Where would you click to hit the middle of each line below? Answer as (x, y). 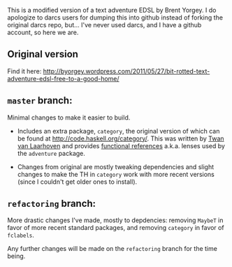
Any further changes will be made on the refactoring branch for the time (113, 249)
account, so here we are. (43, 32)
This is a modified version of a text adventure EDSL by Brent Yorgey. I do (112, 10)
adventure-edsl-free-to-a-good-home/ (64, 78)
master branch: (40, 101)
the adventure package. (51, 153)
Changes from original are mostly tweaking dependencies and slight (116, 166)
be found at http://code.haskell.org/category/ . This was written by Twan (121, 138)
